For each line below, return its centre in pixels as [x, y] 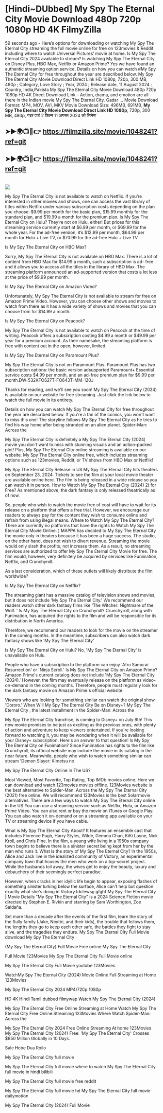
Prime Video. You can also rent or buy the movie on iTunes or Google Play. [79, 811]
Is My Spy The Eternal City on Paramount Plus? [52, 355]
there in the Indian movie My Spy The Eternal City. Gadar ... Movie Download [81, 100]
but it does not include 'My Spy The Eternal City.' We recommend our [74, 600]
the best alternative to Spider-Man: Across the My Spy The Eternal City [76, 790]
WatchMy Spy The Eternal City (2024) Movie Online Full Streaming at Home [81, 975]
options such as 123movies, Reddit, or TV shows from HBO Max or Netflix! [79, 460]
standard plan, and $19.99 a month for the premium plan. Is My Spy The [77, 217]
